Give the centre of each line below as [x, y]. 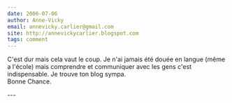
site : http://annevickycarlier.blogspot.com [73, 33]
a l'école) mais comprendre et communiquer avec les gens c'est [100, 67]
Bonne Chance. [30, 81]
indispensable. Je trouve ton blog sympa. [67, 74]
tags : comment [28, 40]
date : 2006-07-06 [32, 14]
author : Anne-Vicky [36, 20]
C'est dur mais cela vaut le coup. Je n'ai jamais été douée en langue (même [116, 59]
